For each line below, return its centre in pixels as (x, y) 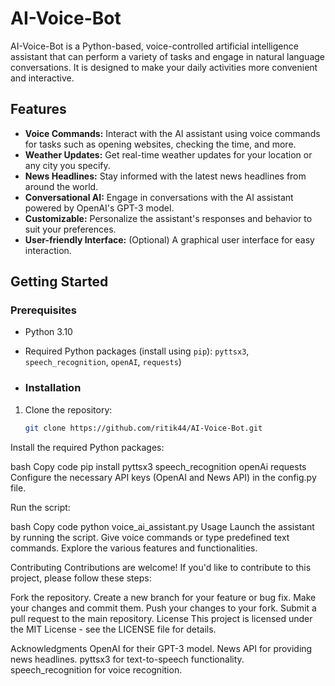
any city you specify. (67, 165)
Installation (53, 388)
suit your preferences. (70, 229)
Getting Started (59, 282)
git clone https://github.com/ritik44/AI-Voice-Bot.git (143, 428)
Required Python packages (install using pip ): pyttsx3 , (137, 351)
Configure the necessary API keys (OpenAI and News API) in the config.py (163, 477)
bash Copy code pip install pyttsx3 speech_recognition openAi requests (158, 466)
